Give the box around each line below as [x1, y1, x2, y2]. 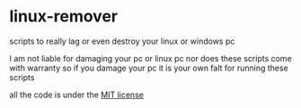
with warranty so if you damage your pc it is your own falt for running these [9, 62, 289, 73]
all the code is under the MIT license [9, 89, 144, 100]
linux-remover [9, 6, 119, 27]
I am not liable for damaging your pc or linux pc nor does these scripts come [9, 53, 292, 63]
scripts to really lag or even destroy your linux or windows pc [9, 36, 235, 46]
